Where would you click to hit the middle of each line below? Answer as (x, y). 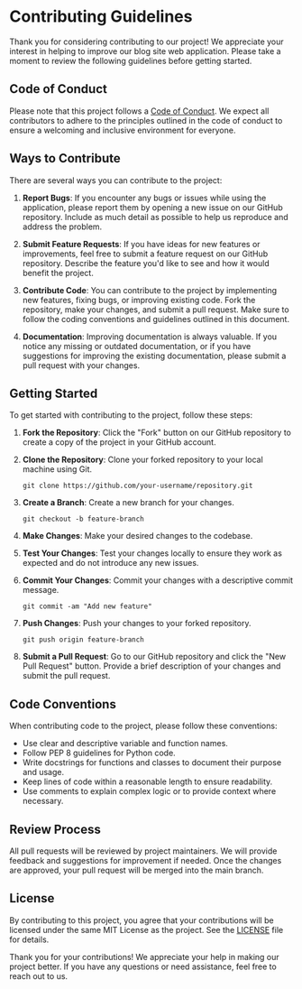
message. (41, 590)
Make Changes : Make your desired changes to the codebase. (137, 536)
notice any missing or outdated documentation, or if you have (137, 346)
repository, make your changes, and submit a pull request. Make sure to (156, 310)
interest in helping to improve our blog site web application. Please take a (145, 51)
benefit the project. (58, 273)
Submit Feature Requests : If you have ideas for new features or (141, 244)
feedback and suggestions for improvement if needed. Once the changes (146, 860)
